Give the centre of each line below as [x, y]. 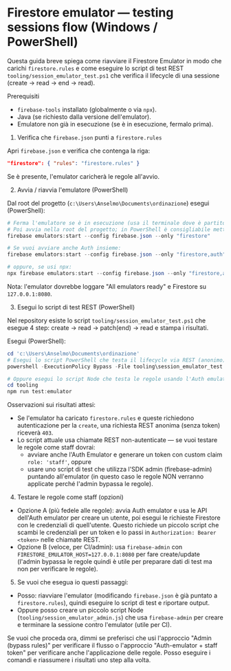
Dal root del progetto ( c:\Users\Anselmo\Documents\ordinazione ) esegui [108, 203]
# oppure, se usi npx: [40, 267]
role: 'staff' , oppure [59, 462]
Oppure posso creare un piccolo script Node [80, 610]
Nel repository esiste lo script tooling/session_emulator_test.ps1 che [107, 320]
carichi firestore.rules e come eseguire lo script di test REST [96, 68]
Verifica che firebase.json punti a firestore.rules [89, 137]
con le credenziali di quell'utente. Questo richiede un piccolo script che [118, 525]
